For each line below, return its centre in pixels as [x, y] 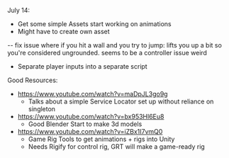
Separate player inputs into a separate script [82, 66]
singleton [41, 109]
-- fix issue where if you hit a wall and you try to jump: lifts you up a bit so [114, 45]
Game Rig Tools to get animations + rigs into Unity [101, 139]
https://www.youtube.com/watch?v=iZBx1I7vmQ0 [90, 131]
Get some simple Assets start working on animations [94, 24]
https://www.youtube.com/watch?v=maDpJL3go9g [93, 94]
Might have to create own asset [63, 32]
